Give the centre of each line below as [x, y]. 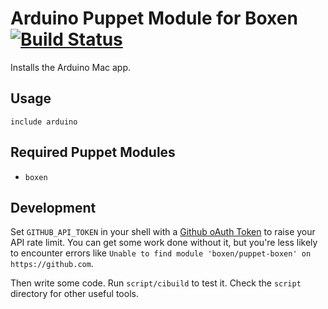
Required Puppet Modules [93, 152]
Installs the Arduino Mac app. [71, 67]
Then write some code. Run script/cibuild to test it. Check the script [156, 283]
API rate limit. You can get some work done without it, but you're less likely [164, 243]
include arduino [44, 122]
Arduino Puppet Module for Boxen [154, 18]
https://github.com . [52, 264]
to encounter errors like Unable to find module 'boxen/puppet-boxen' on [161, 253]
